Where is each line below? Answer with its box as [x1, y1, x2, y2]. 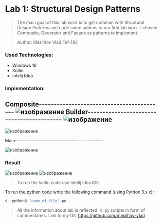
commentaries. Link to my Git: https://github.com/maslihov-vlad [17, 213, 145, 219]
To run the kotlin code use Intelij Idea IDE [17, 180, 99, 186]
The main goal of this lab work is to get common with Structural [17, 19, 144, 25]
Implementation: [5, 85, 45, 92]
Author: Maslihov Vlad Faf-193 [17, 39, 78, 45]
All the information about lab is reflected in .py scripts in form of [17, 207, 145, 213]
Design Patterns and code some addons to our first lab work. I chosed [17, 24, 158, 30]
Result [5, 159, 21, 166]
